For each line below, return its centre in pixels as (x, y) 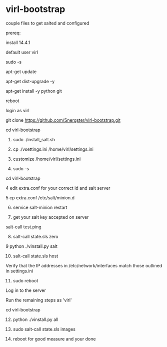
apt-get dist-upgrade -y (30, 81)
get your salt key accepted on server (51, 217)
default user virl (22, 52)
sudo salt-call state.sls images (44, 329)
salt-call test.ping (23, 227)
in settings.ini (19, 271)
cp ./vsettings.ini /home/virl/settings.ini (53, 149)
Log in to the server (26, 290)
